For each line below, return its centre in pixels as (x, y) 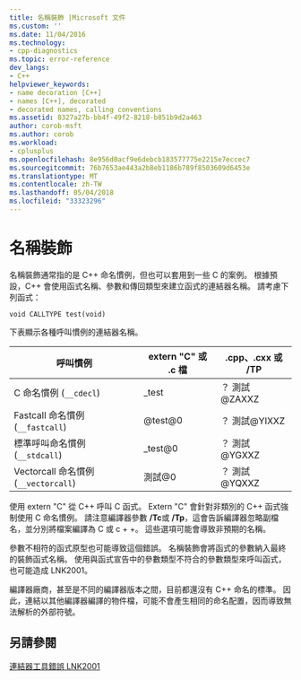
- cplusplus (31, 151)
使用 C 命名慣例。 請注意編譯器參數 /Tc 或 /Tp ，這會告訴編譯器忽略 (140, 518)
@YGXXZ (240, 455)
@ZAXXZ (240, 398)
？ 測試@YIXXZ (253, 421)
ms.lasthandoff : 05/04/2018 (62, 193)
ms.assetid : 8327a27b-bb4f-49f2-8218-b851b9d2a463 (106, 118)
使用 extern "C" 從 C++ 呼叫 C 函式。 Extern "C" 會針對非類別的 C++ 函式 (145, 506)
